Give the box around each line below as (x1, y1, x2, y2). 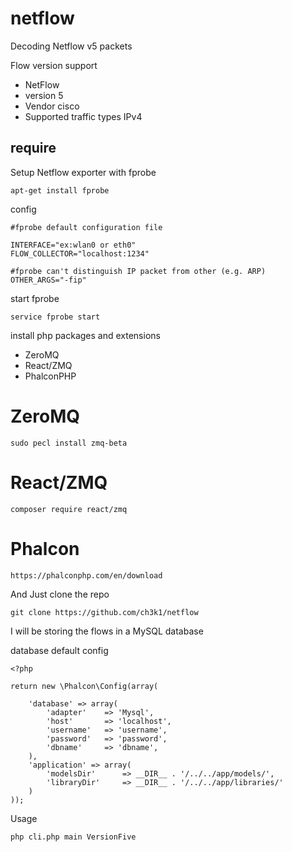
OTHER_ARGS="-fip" (10, 275, 87, 285)
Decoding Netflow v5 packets (10, 40, 133, 52)
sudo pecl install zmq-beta (10, 438, 128, 448)
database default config (10, 644, 109, 656)
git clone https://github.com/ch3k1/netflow (10, 607, 199, 617)
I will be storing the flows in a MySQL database (10, 625, 204, 637)
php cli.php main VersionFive (10, 832, 137, 842)
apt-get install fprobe (10, 185, 110, 196)
